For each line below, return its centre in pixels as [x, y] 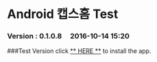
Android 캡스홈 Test [63, 14]
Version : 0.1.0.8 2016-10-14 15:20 [69, 37]
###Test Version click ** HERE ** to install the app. [79, 51]
